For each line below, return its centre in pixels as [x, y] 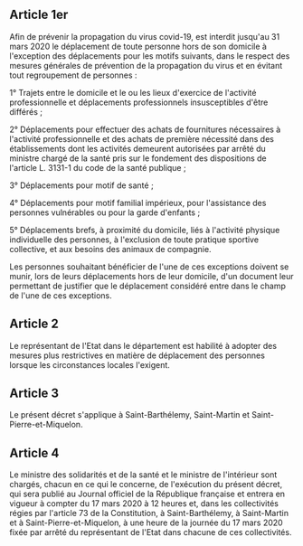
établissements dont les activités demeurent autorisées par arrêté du [138, 148]
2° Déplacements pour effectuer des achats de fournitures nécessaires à [145, 129]
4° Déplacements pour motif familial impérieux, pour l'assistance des [138, 202]
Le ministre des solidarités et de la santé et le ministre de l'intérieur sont [143, 475]
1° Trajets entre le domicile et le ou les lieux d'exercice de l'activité [133, 92]
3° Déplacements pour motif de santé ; [81, 185]
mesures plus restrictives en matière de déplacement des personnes [137, 355]
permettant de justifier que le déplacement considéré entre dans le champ [148, 286]
